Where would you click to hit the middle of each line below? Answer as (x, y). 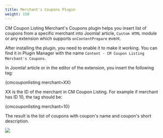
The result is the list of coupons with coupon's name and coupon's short (78, 116)
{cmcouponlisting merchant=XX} (38, 82)
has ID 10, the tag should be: (34, 97)
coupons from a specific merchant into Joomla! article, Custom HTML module (81, 33)
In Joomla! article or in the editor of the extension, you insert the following (80, 68)
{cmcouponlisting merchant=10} (37, 106)
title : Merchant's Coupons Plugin (40, 10)
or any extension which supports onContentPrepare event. (63, 38)
